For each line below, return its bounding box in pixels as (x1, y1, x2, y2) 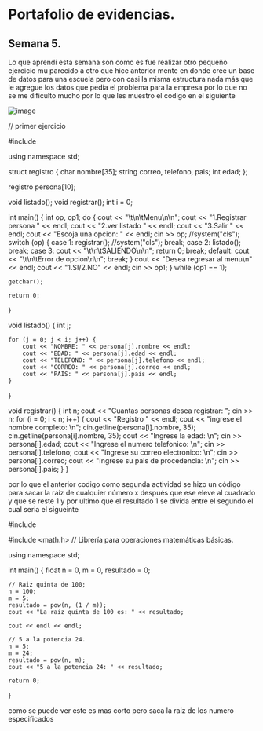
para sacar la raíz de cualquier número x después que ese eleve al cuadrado (8, 488, 256, 497)
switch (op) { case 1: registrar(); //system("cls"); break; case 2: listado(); (8, 238, 241, 247)
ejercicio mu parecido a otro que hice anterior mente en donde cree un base (8, 66, 255, 75)
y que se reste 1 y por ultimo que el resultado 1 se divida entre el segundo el (8, 496, 254, 506)
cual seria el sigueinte (8, 505, 79, 514)
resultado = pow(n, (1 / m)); (8, 601, 108, 609)
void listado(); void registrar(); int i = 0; (8, 198, 133, 207)
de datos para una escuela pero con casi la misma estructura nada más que (8, 75, 254, 83)
